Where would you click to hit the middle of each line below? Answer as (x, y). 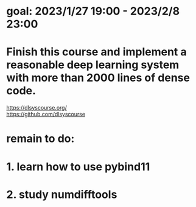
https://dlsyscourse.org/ (37, 108)
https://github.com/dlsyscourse (46, 114)
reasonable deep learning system (93, 65)
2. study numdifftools (62, 195)
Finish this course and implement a (96, 52)
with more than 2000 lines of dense (98, 78)
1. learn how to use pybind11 (78, 167)
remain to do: (40, 139)
